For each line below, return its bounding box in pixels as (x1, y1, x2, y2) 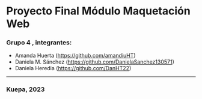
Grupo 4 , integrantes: (6, 38, 72, 47)
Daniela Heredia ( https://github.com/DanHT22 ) (14, 65, 132, 72)
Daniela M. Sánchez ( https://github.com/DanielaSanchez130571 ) (14, 58, 174, 65)
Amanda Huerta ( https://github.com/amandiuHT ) (14, 52, 136, 59)
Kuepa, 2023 (6, 85, 45, 94)
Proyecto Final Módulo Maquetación (6, 4, 191, 18)
